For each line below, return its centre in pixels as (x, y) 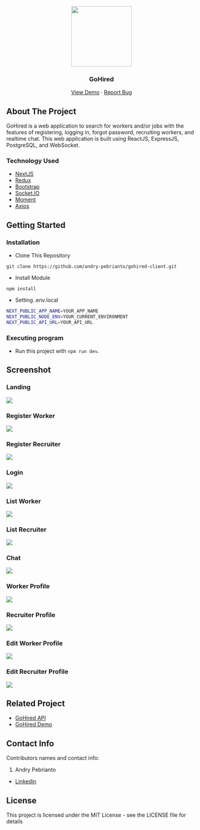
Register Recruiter (34, 444)
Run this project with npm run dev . (57, 351)
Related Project (36, 704)
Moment (25, 199)
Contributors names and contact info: (53, 758)
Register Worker (31, 415)
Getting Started (36, 225)
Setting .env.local (37, 300)
